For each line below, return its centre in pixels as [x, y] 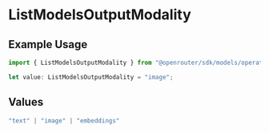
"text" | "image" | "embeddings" [64, 121]
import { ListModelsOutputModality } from [80, 62]
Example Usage [48, 44]
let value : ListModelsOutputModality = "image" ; [91, 77]
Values [26, 102]
